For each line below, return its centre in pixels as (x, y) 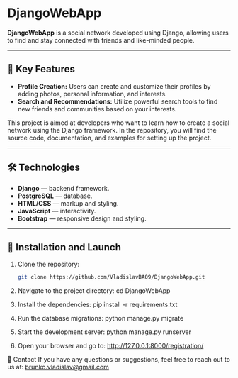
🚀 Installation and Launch (64, 247)
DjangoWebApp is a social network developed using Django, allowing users (118, 33)
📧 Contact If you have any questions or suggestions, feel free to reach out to (119, 360)
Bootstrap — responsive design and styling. (82, 218)
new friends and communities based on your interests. (97, 109)
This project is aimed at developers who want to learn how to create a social (119, 123)
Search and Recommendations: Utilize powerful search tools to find (118, 101)
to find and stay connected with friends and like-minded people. (101, 40)
